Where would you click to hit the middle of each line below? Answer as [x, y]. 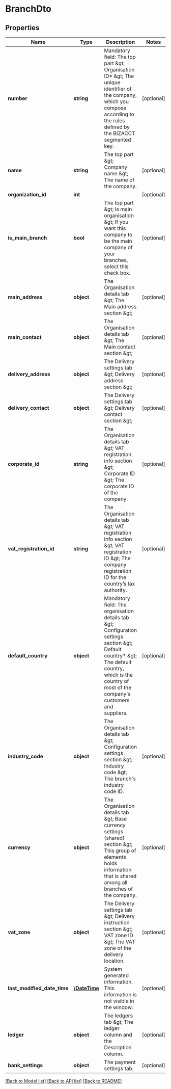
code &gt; [116, 772]
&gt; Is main [118, 209]
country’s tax [120, 584]
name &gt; [116, 174]
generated [116, 975]
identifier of [118, 89]
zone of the [118, 948]
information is [120, 994]
